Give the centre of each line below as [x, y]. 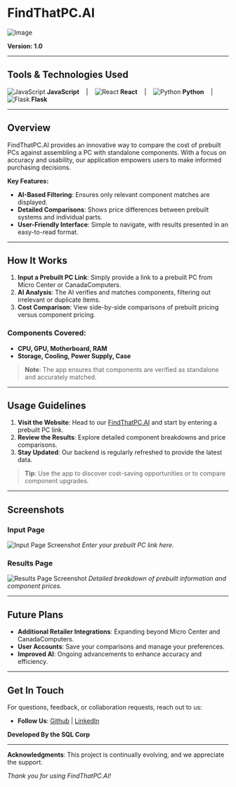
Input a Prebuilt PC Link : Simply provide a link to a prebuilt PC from [115, 277]
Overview [29, 128]
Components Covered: [47, 333]
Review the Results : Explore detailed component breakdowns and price [122, 437]
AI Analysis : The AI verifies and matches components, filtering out [114, 293]
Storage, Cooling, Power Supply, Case [74, 356]
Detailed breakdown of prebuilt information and [157, 579]
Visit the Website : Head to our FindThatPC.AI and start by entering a [117, 423]
